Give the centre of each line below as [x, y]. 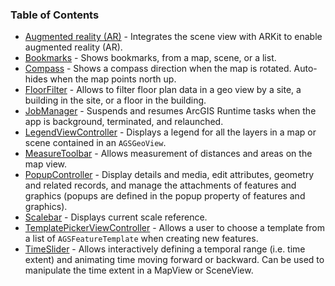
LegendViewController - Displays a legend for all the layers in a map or [170, 132]
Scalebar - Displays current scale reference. [116, 217]
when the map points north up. [113, 79]
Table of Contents [55, 15]
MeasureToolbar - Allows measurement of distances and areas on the [168, 154]
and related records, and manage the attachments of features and [160, 185]
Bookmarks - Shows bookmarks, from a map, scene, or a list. [150, 58]
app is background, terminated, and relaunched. [124, 122]
